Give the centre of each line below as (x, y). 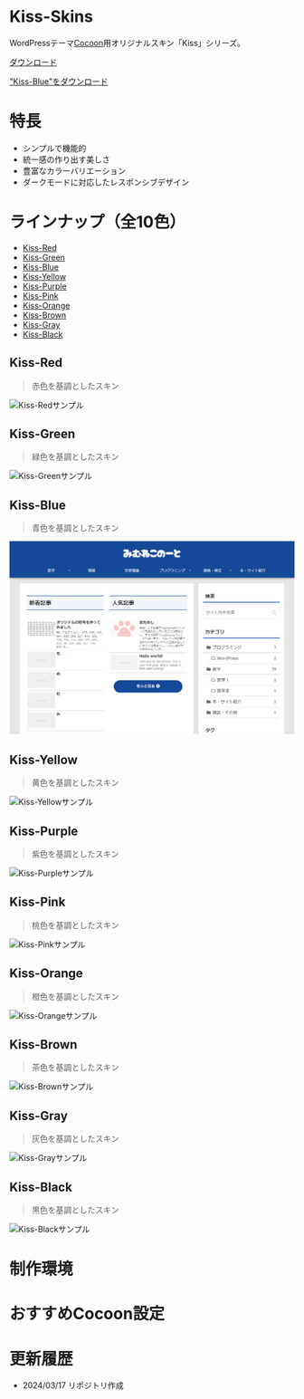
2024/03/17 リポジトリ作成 (73, 1385)
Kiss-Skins (51, 17)
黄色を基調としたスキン (75, 783)
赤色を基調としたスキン (75, 386)
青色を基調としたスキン (75, 528)
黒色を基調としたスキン (75, 1210)
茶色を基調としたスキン (75, 1068)
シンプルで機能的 (54, 148)
